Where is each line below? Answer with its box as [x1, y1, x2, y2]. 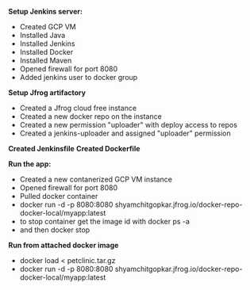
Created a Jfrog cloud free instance [19, 103, 137, 113]
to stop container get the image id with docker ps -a [19, 217, 190, 226]
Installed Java [19, 31, 66, 40]
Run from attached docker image [8, 241, 119, 250]
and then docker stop [19, 225, 90, 235]
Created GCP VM [19, 22, 77, 31]
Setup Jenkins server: [8, 7, 83, 16]
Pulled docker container [19, 192, 98, 200]
